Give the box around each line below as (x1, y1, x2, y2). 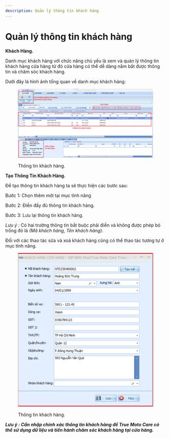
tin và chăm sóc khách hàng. (5, 68, 66, 75)
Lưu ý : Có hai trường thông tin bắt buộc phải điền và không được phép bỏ (5, 222, 161, 228)
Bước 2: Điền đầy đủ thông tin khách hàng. (5, 202, 95, 209)
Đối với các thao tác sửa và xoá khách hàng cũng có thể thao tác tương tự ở (5, 237, 164, 244)
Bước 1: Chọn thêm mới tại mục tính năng (5, 192, 92, 199)
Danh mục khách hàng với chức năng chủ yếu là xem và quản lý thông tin (5, 58, 159, 64)
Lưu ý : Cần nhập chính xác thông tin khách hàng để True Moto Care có (5, 421, 159, 427)
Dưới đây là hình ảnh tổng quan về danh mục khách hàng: (5, 78, 126, 84)
